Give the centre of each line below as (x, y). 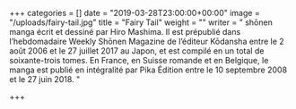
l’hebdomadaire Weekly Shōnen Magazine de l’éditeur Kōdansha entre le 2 (147, 41)
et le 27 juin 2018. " (45, 79)
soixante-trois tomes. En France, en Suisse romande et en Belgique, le (139, 60)
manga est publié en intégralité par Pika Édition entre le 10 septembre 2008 (148, 70)
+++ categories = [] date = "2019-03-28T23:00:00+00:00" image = (135, 13)
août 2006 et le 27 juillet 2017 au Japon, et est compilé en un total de (137, 51)
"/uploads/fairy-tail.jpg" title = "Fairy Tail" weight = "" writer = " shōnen (141, 22)
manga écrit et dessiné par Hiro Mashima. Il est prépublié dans (125, 32)
